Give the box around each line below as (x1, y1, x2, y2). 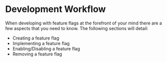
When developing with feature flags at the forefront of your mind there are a (5, 20, 162, 26)
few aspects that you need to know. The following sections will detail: (5, 25, 148, 31)
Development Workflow (5, 3, 106, 15)
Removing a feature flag (12, 51, 62, 57)
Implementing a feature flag (12, 40, 70, 46)
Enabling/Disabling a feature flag (12, 45, 80, 51)
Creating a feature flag (12, 35, 59, 41)
